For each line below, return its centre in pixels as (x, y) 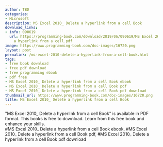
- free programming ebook (31, 73)
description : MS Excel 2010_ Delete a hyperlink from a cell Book (73, 23)
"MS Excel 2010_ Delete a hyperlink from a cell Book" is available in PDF (77, 114)
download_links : (21, 28)
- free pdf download (26, 68)
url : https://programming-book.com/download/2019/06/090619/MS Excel (81, 37)
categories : (17, 14)
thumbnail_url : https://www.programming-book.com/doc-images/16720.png (79, 95)
